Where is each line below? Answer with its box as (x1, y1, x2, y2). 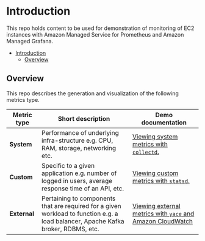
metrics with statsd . (132, 176, 190, 185)
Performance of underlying (41, 128, 119, 137)
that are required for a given (41, 201, 122, 210)
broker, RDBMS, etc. (41, 225, 99, 233)
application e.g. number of (41, 169, 117, 178)
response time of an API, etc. (41, 184, 124, 193)
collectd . (132, 148, 160, 156)
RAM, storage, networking (41, 143, 117, 152)
